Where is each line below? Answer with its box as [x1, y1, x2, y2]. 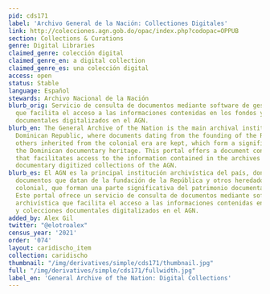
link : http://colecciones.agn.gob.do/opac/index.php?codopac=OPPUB [8, 27, 239, 35]
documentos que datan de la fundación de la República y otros [15, 176, 231, 185]
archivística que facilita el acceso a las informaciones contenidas [15, 199, 253, 207]
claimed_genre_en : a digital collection [8, 57, 146, 65]
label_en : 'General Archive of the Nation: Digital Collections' [8, 274, 231, 282]
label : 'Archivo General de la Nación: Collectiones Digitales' [8, 19, 228, 27]
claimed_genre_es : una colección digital [8, 64, 149, 72]
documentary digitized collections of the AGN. [15, 162, 178, 170]
